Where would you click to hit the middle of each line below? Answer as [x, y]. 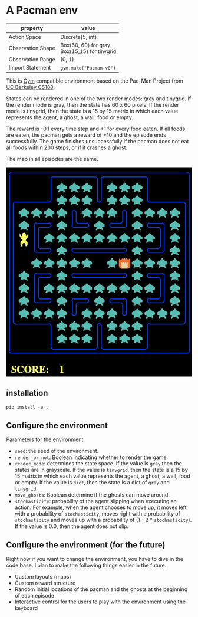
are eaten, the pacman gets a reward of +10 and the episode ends [86, 135]
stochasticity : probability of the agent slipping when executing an [95, 501]
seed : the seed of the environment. [57, 451]
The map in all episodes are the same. [52, 159]
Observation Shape [32, 48]
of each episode [34, 596]
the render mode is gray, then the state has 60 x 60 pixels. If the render [93, 104]
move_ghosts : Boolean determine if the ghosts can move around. [92, 495]
